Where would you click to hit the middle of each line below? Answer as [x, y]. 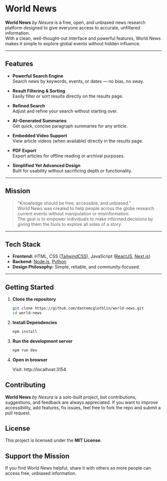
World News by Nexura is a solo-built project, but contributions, [71, 397]
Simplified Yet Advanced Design [46, 165]
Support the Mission [37, 456]
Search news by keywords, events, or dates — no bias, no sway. [78, 81]
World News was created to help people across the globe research [86, 208]
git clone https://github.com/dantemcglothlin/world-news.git [78, 308]
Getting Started [30, 287]
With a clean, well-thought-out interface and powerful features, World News [83, 38]
